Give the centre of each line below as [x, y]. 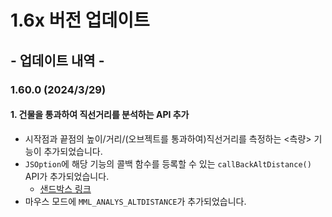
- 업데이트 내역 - [57, 60]
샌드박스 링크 [65, 188]
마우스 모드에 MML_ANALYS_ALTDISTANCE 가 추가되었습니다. [135, 201]
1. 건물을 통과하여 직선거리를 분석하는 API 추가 [100, 115]
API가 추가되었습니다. [67, 176]
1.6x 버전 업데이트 [80, 20]
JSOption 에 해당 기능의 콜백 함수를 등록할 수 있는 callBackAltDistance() [168, 163]
